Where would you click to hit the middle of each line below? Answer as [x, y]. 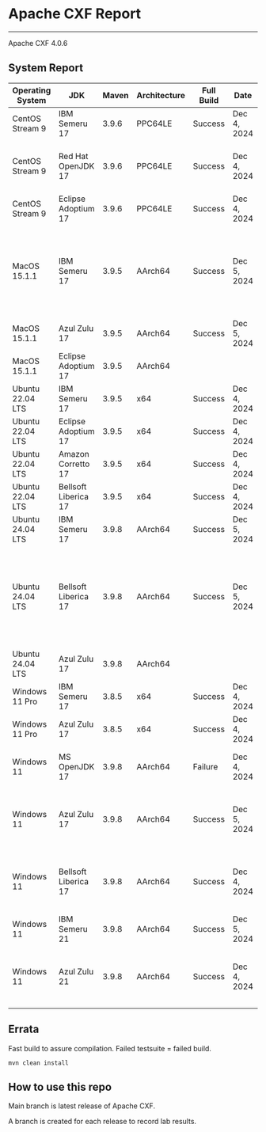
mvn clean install [38, 1063]
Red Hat [73, 156]
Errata [24, 1029]
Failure [205, 766]
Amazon [74, 454]
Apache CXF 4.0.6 [38, 43]
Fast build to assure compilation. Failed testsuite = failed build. [110, 1048]
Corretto [74, 464]
